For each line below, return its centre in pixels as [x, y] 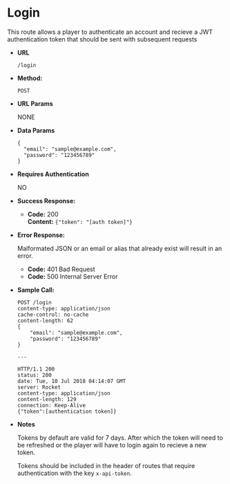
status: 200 [34, 375]
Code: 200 [43, 214]
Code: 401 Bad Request [61, 269]
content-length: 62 [45, 320]
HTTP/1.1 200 [36, 369]
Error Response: [41, 235]
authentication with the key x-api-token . [75, 473]
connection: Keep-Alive [51, 405]
